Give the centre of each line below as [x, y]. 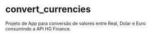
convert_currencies [48, 9]
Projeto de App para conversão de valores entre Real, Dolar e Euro [76, 23]
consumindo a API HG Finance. [38, 28]
